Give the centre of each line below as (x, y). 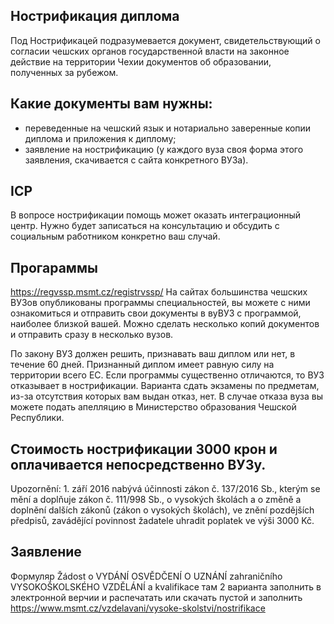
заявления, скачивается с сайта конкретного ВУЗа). (136, 160)
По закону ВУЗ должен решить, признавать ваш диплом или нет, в (153, 354)
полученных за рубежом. (64, 72)
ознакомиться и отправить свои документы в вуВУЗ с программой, (156, 313)
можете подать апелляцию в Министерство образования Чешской (153, 407)
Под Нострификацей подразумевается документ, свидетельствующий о (165, 40)
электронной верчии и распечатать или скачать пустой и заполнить (156, 597)
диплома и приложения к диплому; (100, 138)
